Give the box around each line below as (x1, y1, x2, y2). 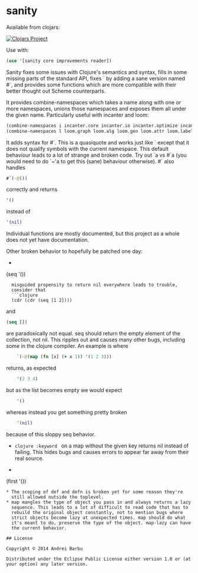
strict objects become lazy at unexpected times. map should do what (11, 515, 186, 521)
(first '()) (6, 477, 27, 485)
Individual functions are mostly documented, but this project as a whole (6, 230, 180, 237)
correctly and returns (6, 186, 58, 193)
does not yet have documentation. (6, 236, 90, 243)
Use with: (6, 46, 29, 54)
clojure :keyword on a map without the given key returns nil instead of (14, 442, 189, 449)
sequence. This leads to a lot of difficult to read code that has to (11, 504, 189, 511)
